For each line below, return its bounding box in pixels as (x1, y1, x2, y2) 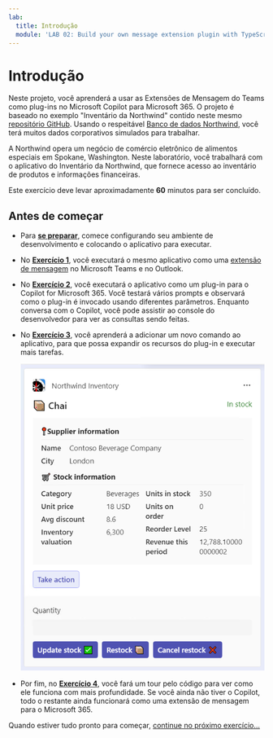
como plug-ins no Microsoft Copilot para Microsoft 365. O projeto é (8, 102, 234, 112)
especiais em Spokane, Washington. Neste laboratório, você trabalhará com (8, 152, 263, 162)
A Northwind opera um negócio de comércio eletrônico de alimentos (8, 143, 238, 154)
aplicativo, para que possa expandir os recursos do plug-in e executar (19, 339, 256, 349)
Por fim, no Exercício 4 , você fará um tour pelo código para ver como (19, 679, 253, 688)
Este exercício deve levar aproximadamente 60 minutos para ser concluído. (8, 186, 262, 195)
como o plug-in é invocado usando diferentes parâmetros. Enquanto (19, 297, 249, 307)
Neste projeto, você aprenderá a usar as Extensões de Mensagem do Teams (8, 94, 265, 103)
